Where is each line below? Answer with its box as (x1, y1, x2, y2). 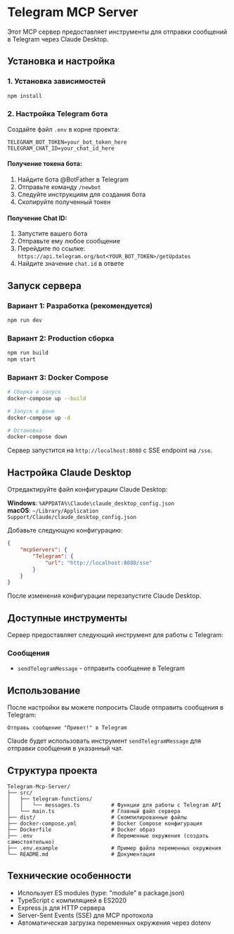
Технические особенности (7, 870, 131, 882)
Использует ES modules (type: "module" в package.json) (17, 888, 185, 897)
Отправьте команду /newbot (17, 183, 101, 191)
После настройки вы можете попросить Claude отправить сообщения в (7, 703, 223, 712)
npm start (7, 356, 37, 363)
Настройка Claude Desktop (7, 466, 132, 478)
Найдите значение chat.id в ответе (17, 260, 124, 268)
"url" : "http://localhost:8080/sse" (44, 559, 152, 566)
